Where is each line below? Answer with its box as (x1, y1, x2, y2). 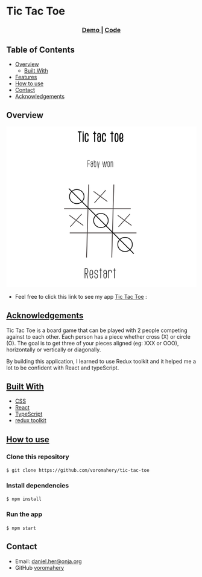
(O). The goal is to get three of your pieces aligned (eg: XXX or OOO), (6, 339, 179, 347)
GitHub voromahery (14, 564, 65, 571)
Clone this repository (6, 452, 69, 461)
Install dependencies (6, 481, 69, 490)
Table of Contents (6, 44, 75, 55)
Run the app (6, 510, 42, 518)
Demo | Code (81, 26, 121, 34)
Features (14, 73, 37, 80)
